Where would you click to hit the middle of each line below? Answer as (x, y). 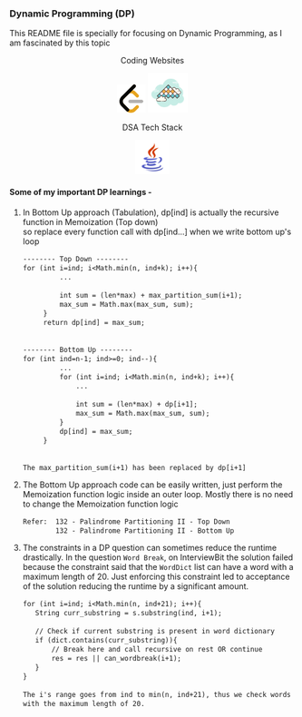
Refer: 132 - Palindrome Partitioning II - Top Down (126, 521)
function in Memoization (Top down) (90, 221)
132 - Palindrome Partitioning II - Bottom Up (145, 530)
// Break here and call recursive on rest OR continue (157, 649)
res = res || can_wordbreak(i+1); (117, 658)
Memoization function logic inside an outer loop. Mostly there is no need (158, 494)
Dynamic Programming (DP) (72, 14)
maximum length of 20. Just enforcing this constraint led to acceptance (156, 576)
